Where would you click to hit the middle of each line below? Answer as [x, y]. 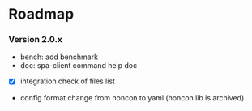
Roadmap [41, 14]
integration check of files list [68, 81]
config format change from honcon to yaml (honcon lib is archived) [132, 97]
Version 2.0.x [36, 40]
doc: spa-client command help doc [79, 66]
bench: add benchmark [59, 57]
